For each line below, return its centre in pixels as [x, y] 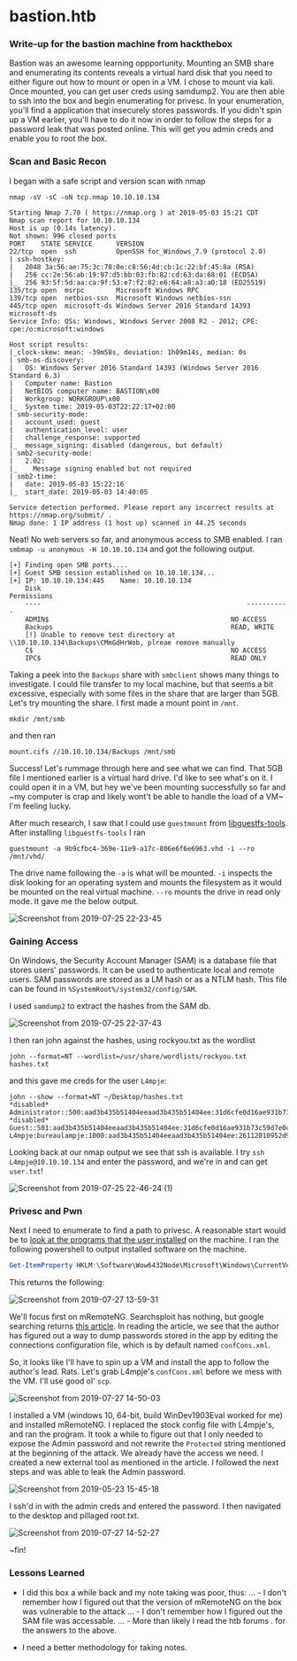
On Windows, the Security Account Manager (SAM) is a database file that [143, 961]
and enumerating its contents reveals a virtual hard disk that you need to [141, 73]
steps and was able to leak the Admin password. [97, 1472]
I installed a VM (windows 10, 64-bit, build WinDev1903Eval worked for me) [146, 1415]
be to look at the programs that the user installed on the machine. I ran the [144, 1240]
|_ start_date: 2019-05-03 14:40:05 [79, 492]
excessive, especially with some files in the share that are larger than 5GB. [145, 693]
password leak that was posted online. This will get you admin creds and [141, 129]
